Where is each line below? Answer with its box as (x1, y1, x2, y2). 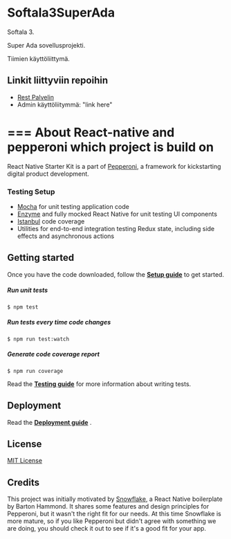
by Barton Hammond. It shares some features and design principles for (7, 502, 210, 511)
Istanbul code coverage (17, 217, 85, 226)
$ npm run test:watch (7, 336, 70, 342)
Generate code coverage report (7, 350, 100, 358)
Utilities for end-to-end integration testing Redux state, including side (17, 224, 215, 232)
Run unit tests (7, 286, 48, 295)
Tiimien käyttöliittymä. (7, 54, 71, 63)
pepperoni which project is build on (7, 139, 214, 155)
